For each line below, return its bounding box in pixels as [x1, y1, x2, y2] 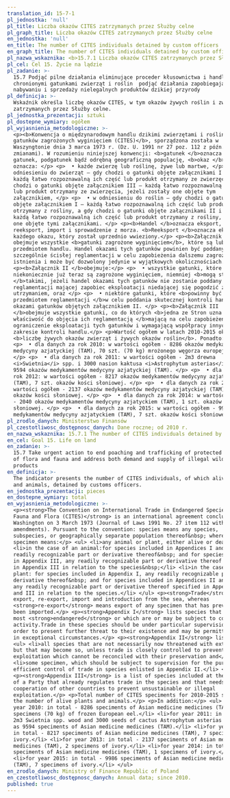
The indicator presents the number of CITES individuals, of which [13, 475, 210, 482]
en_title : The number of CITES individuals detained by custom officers [7, 42, 219, 49]
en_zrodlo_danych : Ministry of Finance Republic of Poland [7, 768, 179, 775]
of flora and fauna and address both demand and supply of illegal [13, 456, 210, 463]
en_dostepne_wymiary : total [7, 494, 88, 501]
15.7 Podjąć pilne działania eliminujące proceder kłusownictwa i [13, 73, 207, 81]
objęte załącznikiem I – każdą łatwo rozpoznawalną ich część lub [13, 201, 207, 208]
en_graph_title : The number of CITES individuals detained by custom [7, 49, 210, 55]
